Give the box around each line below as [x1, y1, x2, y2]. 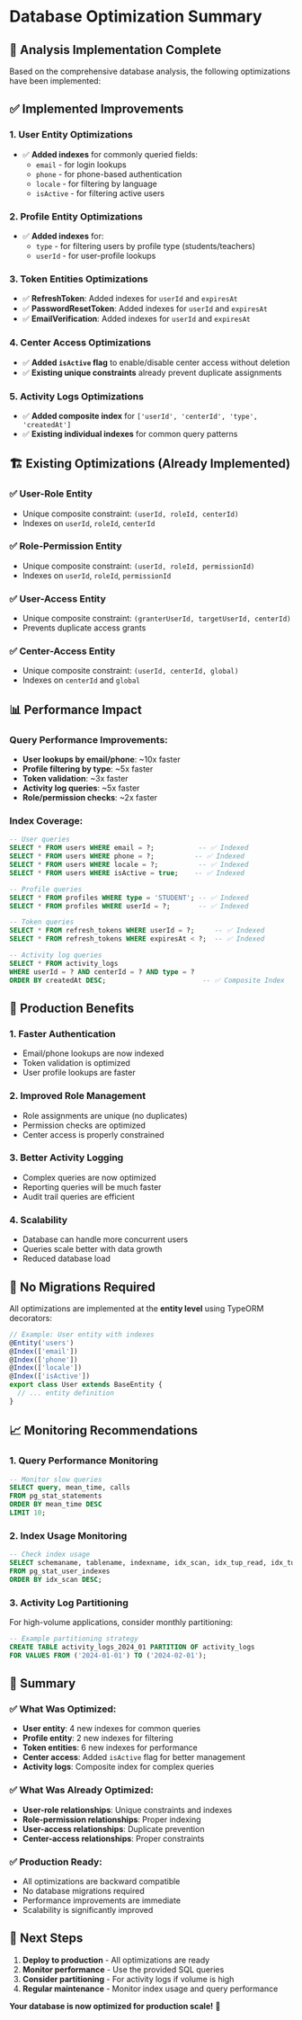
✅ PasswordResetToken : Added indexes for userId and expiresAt [22, 303, 268, 314]
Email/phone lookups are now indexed [22, 1048, 164, 1059]
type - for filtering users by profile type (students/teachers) [35, 240, 256, 251]
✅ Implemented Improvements [9, 102, 184, 117]
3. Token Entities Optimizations [9, 273, 148, 285]
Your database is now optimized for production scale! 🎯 [9, 2000, 221, 2011]
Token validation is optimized [22, 1058, 130, 1068]
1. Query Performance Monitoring [9, 1454, 159, 1467]
